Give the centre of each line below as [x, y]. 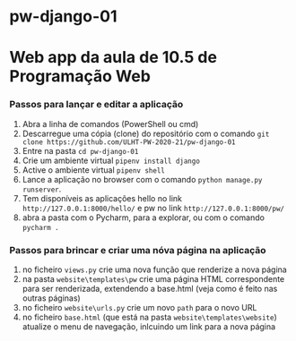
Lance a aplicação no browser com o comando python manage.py [142, 179]
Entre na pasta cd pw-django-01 [80, 150]
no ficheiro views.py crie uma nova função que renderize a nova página [154, 269]
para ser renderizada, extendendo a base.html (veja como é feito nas [150, 288]
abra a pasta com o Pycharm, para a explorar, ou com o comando [143, 217]
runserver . [42, 189]
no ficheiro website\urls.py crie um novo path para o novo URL [139, 307]
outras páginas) [51, 298]
